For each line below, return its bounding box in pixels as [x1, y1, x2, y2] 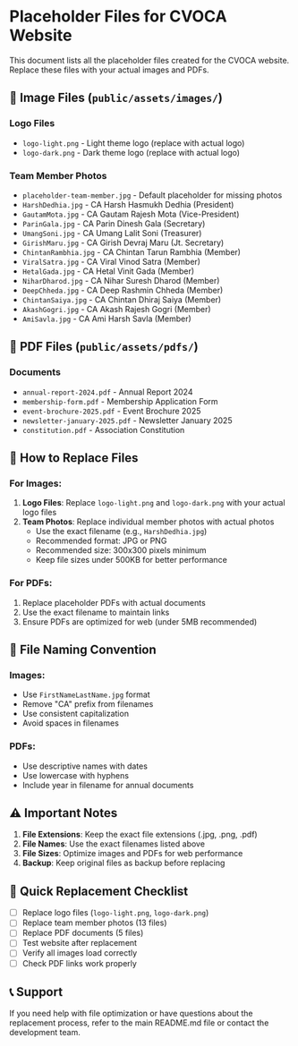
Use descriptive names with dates [21, 761, 148, 771]
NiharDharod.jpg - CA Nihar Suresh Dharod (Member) [21, 275, 220, 285]
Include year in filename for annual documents [21, 779, 194, 790]
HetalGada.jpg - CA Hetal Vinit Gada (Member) [21, 266, 195, 276]
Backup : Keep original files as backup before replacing [21, 857, 226, 869]
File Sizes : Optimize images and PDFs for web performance [21, 848, 243, 859]
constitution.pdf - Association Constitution [21, 424, 185, 435]
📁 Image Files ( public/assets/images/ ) [9, 90, 224, 106]
